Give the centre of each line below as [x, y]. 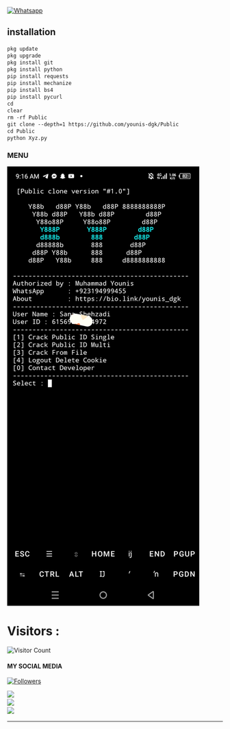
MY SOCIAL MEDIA [35, 666]
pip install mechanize [39, 83]
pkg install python [35, 69]
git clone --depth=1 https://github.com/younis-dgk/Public [93, 124]
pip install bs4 [30, 90]
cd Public [21, 131]
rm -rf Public [27, 117]
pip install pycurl [35, 97]
